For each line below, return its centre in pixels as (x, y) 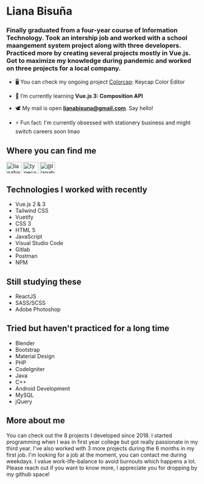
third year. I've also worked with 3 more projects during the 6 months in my (100, 448)
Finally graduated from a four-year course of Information (92, 30)
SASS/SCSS (30, 302)
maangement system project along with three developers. (94, 46)
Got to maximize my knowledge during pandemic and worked (99, 61)
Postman (26, 256)
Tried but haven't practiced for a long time (88, 328)
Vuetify (24, 217)
